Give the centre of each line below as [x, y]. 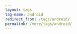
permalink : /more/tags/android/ [38, 24]
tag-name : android [24, 14]
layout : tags [19, 10]
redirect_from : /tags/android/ [38, 19]
